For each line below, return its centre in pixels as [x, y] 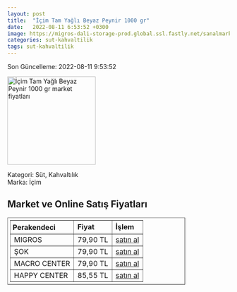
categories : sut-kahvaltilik [50, 40]
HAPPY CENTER [41, 275]
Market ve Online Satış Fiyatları [78, 204]
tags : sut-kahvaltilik [41, 47]
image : [17, 34]
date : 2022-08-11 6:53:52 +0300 [58, 27]
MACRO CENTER [42, 263]
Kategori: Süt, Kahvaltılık [43, 175]
